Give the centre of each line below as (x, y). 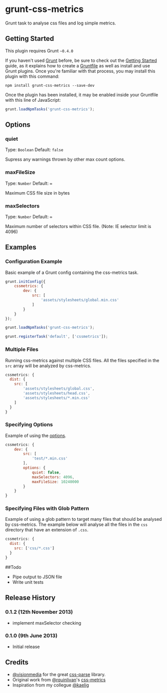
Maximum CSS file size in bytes (37, 193)
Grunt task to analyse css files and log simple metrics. (61, 23)
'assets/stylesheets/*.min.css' (57, 398)
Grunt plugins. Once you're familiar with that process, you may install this (80, 71)
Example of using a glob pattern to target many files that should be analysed (83, 519)
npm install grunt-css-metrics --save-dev (50, 85)
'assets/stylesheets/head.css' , (57, 393)
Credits (17, 662)
